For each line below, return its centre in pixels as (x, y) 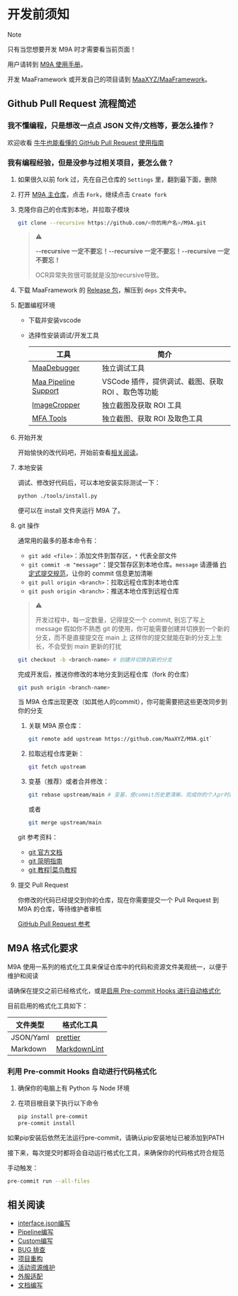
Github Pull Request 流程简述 (72, 104)
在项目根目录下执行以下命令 (58, 1103)
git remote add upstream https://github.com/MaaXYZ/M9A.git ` (120, 739)
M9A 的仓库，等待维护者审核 (59, 909)
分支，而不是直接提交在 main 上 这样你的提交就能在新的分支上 (126, 637)
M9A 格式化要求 (42, 949)
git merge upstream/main (65, 823)
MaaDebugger (56, 368)
